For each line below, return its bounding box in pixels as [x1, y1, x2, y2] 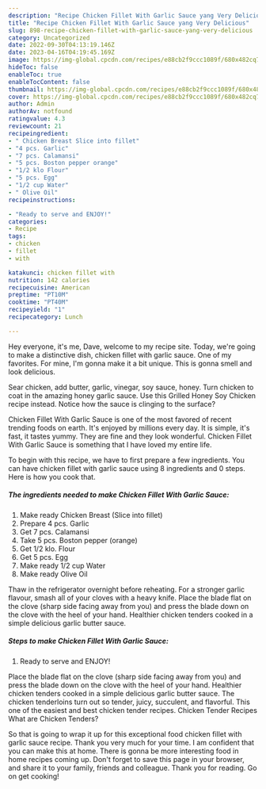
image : [8, 56, 30, 64]
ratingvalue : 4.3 [8, 115, 66, 123]
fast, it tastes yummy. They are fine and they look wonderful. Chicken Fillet [8, 431, 252, 441]
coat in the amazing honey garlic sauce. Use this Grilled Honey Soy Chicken [8, 390, 256, 400]
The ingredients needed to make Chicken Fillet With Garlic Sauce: [8, 490, 230, 500]
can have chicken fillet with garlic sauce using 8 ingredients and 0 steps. [8, 463, 245, 473]
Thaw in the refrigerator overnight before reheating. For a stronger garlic [8, 584, 245, 594]
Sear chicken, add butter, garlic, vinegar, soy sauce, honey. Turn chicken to [8, 382, 254, 392]
